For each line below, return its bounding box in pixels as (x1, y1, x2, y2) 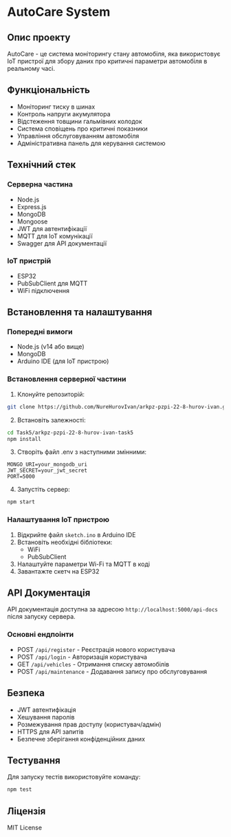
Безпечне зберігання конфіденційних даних (16, 735, 146, 743)
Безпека (7, 687, 45, 699)
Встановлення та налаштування (7, 307, 153, 318)
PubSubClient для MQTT (16, 279, 88, 287)
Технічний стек (7, 159, 76, 171)
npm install (7, 435, 41, 442)
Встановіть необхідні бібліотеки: (16, 538, 113, 546)
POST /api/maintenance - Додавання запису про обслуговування (16, 667, 208, 675)
